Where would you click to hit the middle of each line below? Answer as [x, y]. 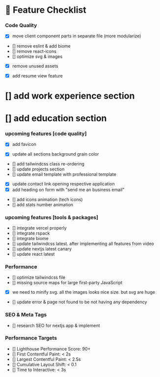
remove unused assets [35, 66]
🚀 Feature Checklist [46, 10]
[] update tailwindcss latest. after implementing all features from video [83, 243]
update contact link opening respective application [63, 184]
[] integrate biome [30, 238]
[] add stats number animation [43, 204]
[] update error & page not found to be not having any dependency [80, 302]
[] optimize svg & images [37, 56]
